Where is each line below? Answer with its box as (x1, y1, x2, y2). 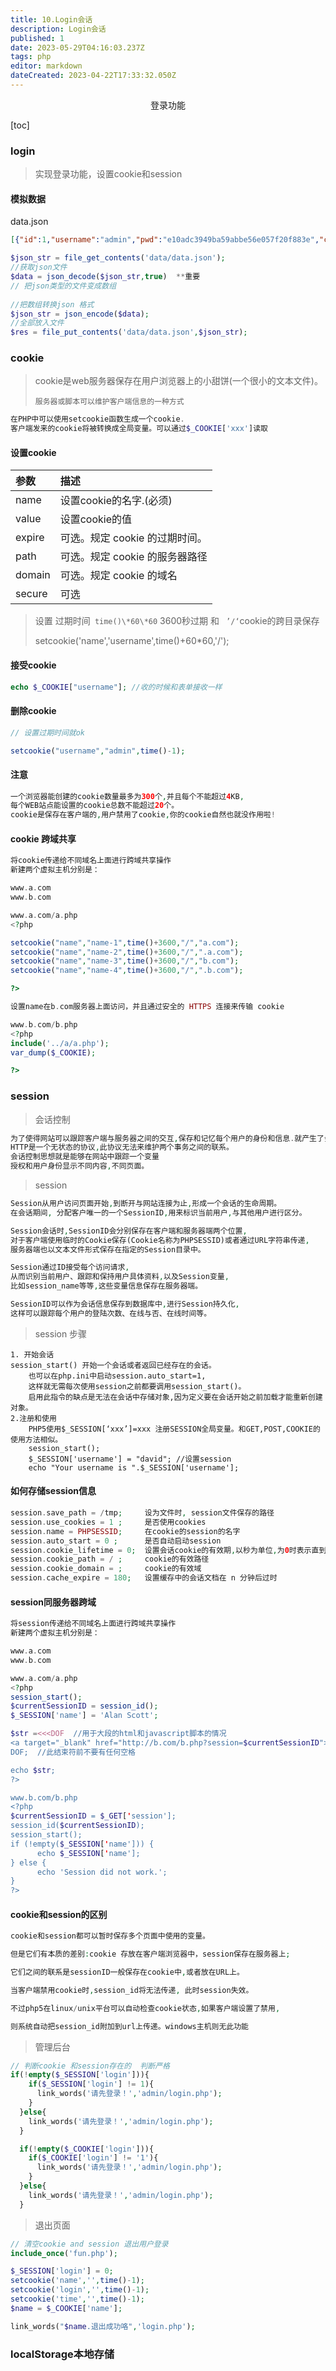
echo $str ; (10, 1765, 56, 1775)
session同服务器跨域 (10, 1596, 97, 1608)
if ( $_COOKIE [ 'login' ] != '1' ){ (28, 2153, 159, 2163)
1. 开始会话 (10, 1349, 55, 1360)
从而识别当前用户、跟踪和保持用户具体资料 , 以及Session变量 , (10, 1272, 230, 1282)
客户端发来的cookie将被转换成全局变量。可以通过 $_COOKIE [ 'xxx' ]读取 (10, 424, 268, 434)
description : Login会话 (10, 24, 107, 34)
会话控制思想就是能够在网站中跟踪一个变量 (10, 1152, 160, 1162)
